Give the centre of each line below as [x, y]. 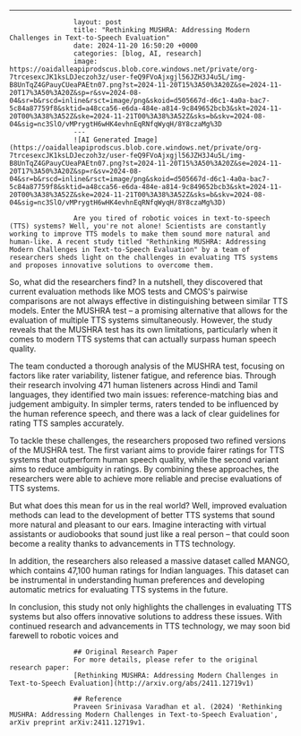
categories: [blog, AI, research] [138, 54]
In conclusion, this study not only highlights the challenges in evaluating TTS [150, 607]
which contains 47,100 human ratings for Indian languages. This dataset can [149, 571]
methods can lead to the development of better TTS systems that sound [142, 515]
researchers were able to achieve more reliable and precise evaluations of [146, 479]
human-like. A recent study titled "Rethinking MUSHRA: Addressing [138, 242]
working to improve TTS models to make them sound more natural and [140, 234]
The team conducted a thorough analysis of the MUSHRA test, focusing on [147, 366]
